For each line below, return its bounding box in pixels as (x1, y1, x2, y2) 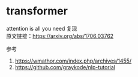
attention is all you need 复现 (6, 25, 77, 32)
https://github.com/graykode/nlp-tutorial (14, 63, 116, 70)
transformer (6, 4, 68, 18)
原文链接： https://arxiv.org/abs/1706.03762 (6, 32, 114, 40)
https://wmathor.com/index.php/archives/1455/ (14, 57, 132, 64)
